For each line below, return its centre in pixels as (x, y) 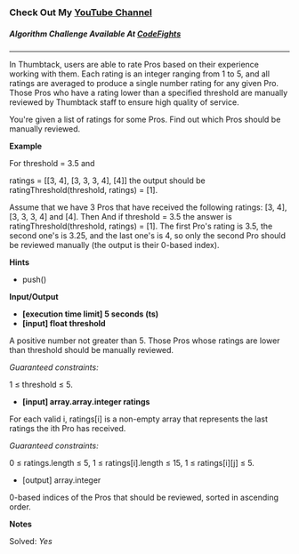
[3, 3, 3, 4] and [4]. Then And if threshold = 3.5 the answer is (121, 216)
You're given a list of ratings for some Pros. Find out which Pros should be (145, 119)
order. (20, 506)
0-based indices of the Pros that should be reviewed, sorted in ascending (144, 497)
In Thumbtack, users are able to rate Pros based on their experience (134, 64)
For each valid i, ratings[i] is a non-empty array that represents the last (139, 419)
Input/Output (34, 296)
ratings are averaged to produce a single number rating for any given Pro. (144, 83)
